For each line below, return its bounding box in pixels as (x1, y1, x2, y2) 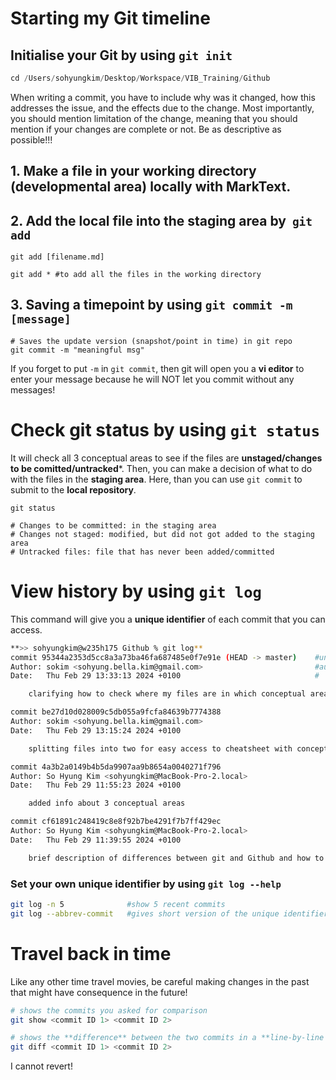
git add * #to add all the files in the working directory (10, 270, 262, 280)
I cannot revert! (10, 1060, 73, 1072)
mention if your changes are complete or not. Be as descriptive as (10, 123, 282, 135)
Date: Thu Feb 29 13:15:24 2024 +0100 (10, 725, 182, 736)
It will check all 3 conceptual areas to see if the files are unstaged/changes (10, 452, 323, 464)
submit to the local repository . (10, 483, 137, 496)
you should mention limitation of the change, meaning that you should (10, 112, 298, 124)
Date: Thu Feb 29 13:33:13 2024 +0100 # (10, 671, 320, 681)
